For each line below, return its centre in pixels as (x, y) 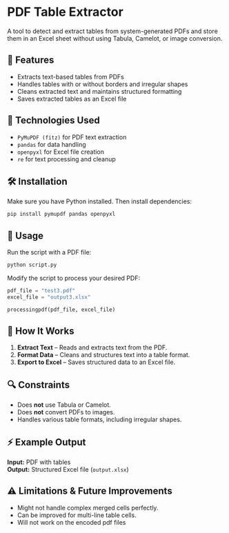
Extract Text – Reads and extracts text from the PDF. (92, 348)
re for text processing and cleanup (66, 159)
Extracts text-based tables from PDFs (70, 77)
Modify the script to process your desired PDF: (73, 278)
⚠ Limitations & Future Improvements (90, 491)
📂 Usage (25, 235)
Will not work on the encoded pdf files (71, 522)
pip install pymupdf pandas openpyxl (61, 214)
